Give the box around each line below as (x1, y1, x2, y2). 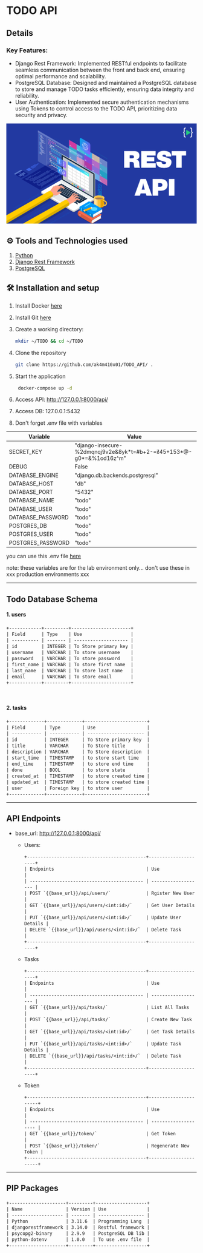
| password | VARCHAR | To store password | (6, 655, 134, 661)
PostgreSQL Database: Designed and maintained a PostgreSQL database (14, 79, 197, 86)
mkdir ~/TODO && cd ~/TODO (14, 338, 83, 344)
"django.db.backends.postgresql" (74, 471, 158, 479)
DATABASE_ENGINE (8, 471, 59, 479)
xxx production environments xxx (6, 571, 89, 578)
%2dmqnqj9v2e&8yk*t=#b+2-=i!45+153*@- (74, 448, 192, 456)
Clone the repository (14, 349, 66, 356)
